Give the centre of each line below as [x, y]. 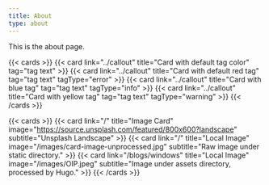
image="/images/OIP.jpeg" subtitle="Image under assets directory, [120, 163]
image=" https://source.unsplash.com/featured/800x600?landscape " [123, 129]
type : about [28, 23]
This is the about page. [46, 46]
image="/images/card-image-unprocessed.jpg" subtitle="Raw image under [134, 146]
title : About [30, 16]
